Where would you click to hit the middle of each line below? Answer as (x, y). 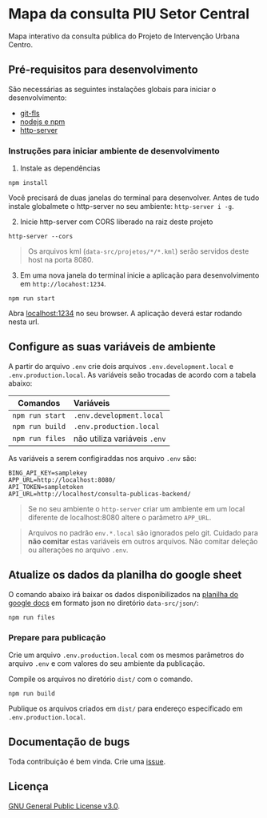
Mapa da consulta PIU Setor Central (129, 14)
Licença (29, 786)
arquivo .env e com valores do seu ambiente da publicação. (107, 663)
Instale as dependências (60, 168)
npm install (28, 183)
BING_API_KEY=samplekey (48, 473)
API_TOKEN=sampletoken (46, 487)
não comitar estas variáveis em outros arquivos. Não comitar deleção (143, 541)
